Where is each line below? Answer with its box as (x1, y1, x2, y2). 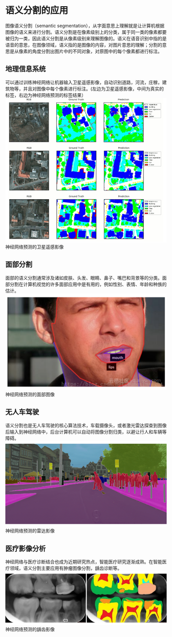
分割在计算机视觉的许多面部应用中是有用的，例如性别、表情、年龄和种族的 (9, 281, 167, 287)
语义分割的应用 (5, 5, 69, 16)
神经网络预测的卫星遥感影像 (5, 244, 64, 250)
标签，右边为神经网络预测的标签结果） (5, 92, 86, 98)
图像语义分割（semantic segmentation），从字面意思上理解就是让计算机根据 (5, 23, 165, 29)
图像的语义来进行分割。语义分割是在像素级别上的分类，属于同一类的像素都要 (5, 29, 167, 35)
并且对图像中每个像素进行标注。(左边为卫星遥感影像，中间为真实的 (23, 86, 164, 92)
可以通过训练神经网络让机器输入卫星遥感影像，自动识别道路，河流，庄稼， (5, 79, 162, 85)
